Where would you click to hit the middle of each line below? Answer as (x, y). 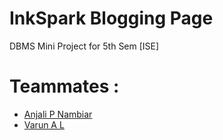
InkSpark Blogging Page (111, 18)
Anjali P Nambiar (58, 114)
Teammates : (64, 86)
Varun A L (44, 124)
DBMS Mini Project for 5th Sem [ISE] (84, 46)
